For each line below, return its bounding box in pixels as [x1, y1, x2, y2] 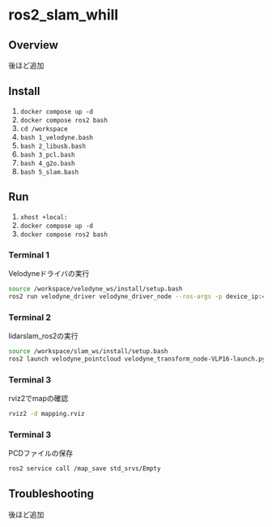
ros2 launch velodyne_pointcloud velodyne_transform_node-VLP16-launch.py [8, 355, 266, 363]
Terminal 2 [8, 311, 51, 322]
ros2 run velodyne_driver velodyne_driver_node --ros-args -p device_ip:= [8, 292, 266, 300]
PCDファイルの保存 [8, 448, 74, 458]
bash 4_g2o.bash [19, 159, 75, 167]
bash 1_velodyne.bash [19, 133, 93, 141]
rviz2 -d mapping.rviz [8, 410, 85, 418]
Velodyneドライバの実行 [8, 268, 90, 278]
